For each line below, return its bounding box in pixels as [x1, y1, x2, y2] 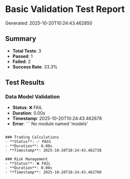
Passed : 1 [12, 53, 33, 59]
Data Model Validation [5, 93, 60, 100]
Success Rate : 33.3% [12, 63, 58, 69]
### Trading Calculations [5, 135, 59, 140]
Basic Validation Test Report [5, 3, 125, 15]
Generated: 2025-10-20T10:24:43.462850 [5, 20, 92, 26]
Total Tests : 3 [12, 47, 41, 53]
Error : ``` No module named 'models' [12, 121, 88, 127]
